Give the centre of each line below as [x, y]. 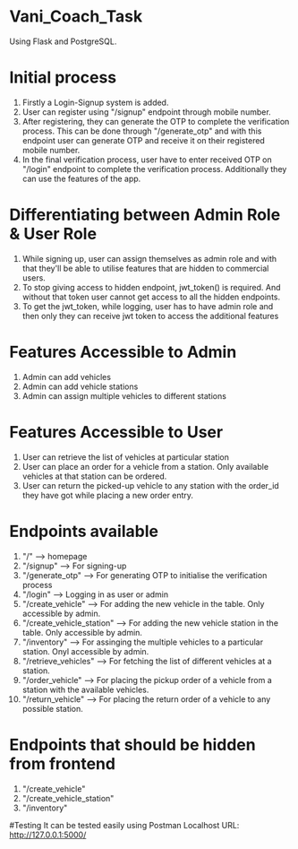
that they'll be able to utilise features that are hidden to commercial [145, 268]
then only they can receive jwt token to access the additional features [150, 316]
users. [34, 277]
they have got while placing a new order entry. [108, 495]
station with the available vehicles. [85, 689]
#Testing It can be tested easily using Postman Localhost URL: [124, 825]
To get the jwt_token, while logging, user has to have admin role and [148, 306]
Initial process [63, 78]
